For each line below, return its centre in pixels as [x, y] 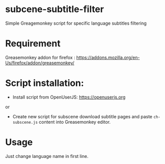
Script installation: [45, 83]
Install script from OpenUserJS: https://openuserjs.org [69, 97]
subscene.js [25, 122]
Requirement [33, 44]
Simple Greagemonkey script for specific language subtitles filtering [76, 23]
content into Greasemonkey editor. [75, 122]
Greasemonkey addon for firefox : [40, 57]
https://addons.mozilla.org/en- [108, 57]
